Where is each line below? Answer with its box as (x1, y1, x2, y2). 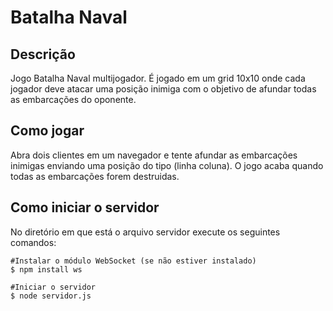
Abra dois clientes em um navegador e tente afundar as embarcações (10, 149, 298, 161)
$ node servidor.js (10, 291, 92, 301)
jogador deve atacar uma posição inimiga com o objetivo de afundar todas (10, 83, 317, 95)
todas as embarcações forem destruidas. (10, 170, 180, 182)
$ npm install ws (10, 264, 83, 275)
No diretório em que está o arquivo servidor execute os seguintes (10, 226, 281, 238)
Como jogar (10, 122, 85, 140)
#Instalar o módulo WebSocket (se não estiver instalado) (10, 256, 257, 266)
